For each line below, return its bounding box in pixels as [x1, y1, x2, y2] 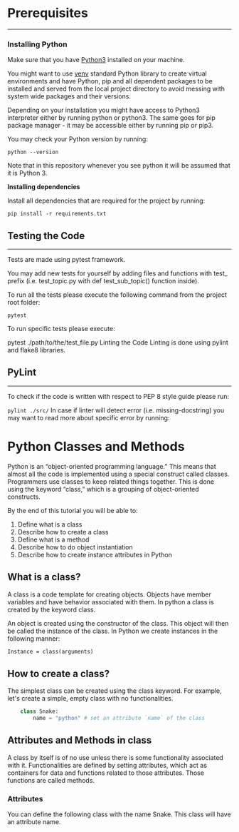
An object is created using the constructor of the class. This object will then [7, 619, 229, 627]
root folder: [7, 298, 41, 307]
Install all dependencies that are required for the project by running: [7, 196, 206, 205]
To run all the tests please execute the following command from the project [7, 290, 228, 299]
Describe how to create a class [17, 527, 109, 536]
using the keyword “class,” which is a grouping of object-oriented [7, 485, 199, 493]
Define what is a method [17, 535, 90, 544]
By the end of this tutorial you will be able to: [7, 506, 138, 514]
